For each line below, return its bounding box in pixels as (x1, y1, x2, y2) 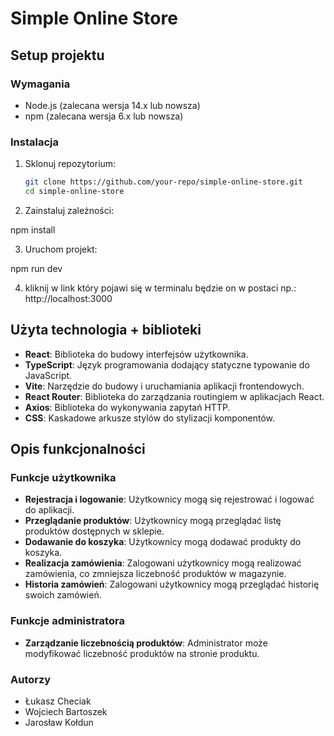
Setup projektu (10, 47, 105, 64)
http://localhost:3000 (24, 292, 113, 304)
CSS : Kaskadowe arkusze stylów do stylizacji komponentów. (24, 412, 276, 424)
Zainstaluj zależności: (24, 204, 115, 216)
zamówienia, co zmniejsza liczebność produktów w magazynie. (24, 568, 287, 580)
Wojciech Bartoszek (24, 706, 108, 718)
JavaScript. (24, 369, 73, 381)
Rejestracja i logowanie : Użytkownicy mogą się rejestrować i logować (24, 493, 315, 506)
